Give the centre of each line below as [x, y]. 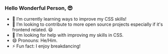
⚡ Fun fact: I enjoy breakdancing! [46, 46]
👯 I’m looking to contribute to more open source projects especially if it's [88, 24]
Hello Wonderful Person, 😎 [39, 8]
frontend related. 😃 [33, 30]
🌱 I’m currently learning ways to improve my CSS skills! [69, 19]
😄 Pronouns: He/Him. [35, 40]
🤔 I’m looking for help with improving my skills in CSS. [68, 35]
